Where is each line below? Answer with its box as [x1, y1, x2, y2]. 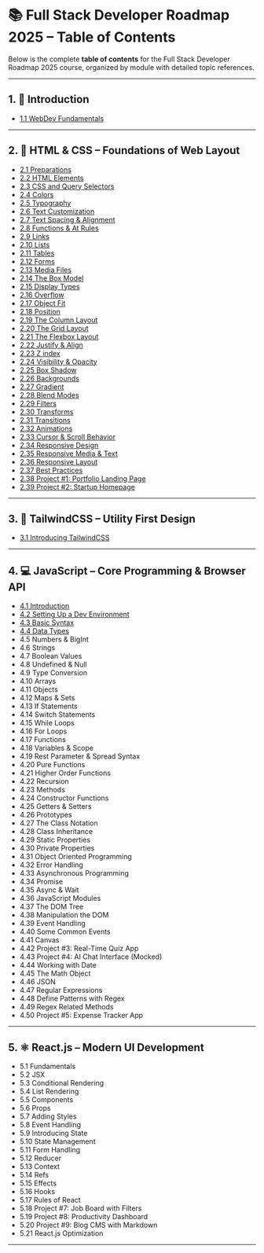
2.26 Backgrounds [19, 373, 80, 383]
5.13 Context [19, 1162, 60, 1171]
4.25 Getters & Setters [19, 802, 92, 811]
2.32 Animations [19, 424, 73, 433]
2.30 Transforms [19, 406, 74, 417]
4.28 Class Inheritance [19, 827, 93, 836]
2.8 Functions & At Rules [19, 223, 100, 233]
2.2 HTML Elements [19, 173, 84, 182]
